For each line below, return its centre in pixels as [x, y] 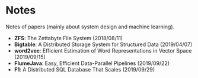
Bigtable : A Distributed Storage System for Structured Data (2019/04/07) [103, 44]
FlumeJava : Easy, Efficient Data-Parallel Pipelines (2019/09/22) [92, 63]
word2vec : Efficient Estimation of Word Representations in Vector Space [103, 50]
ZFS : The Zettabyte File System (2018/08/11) [68, 38]
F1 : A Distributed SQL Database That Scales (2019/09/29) [84, 69]
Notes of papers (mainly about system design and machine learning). [90, 27]
